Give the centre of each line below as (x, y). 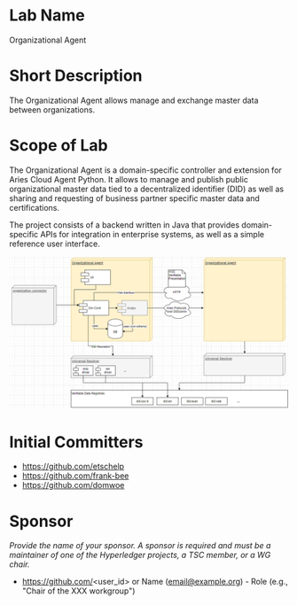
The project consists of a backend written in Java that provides (125, 225)
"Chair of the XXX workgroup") (78, 591)
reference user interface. (55, 244)
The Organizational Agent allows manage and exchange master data (134, 100)
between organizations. (52, 109)
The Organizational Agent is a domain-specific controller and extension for (145, 170)
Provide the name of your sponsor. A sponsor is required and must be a (140, 546)
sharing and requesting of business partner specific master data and (134, 198)
